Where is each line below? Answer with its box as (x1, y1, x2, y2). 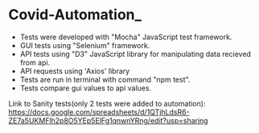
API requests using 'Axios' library (19, 66, 130, 75)
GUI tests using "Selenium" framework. (19, 40, 150, 50)
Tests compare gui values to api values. (19, 83, 151, 93)
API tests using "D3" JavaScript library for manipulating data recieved (19, 49, 252, 58)
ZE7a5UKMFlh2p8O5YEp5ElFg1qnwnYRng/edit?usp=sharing (8, 115, 208, 125)
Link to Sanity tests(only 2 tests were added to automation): (8, 99, 206, 108)
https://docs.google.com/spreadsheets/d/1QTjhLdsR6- (8, 107, 191, 117)
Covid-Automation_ (8, 6, 142, 24)
